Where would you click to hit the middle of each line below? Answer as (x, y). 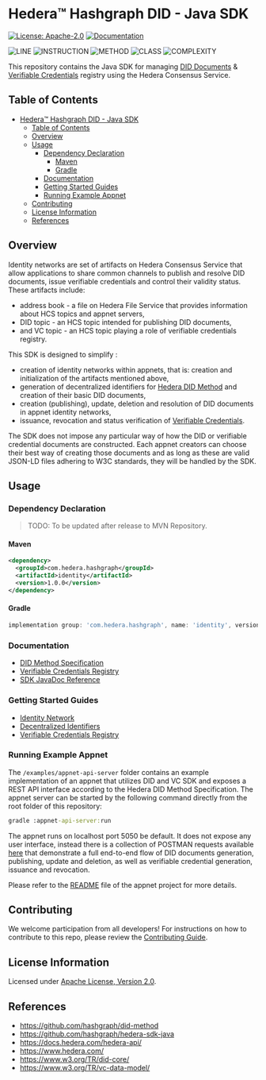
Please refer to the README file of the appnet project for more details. (123, 885)
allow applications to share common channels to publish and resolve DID (127, 273)
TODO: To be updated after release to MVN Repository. (117, 526)
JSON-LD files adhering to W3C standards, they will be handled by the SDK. (132, 461)
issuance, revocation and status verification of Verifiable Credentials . (132, 420)
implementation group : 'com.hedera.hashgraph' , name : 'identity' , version (134, 625)
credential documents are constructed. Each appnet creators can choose (127, 444)
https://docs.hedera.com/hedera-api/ (81, 1043)
